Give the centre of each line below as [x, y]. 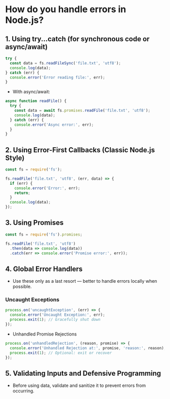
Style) [15, 158]
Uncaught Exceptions [32, 300]
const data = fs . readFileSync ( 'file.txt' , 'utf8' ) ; [66, 63]
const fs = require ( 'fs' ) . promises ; [44, 235]
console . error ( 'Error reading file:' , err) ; [57, 77]
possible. [22, 287]
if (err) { [21, 183]
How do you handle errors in [66, 9]
